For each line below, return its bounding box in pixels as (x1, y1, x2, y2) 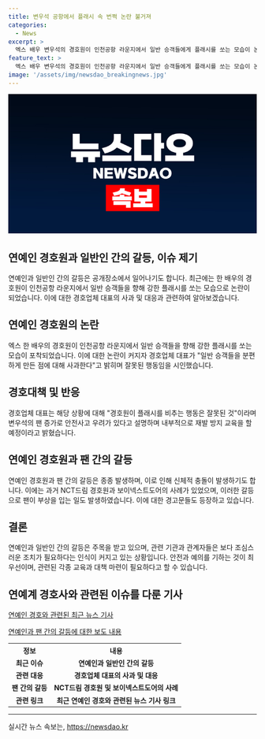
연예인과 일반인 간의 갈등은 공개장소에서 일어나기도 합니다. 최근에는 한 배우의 (8, 273, 244, 283)
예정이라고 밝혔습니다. (8, 428, 77, 437)
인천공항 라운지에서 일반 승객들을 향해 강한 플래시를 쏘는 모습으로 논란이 (28, 284, 251, 293)
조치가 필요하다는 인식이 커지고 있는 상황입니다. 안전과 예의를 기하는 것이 (22, 552, 246, 563)
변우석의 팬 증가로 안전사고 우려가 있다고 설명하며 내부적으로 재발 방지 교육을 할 (8, 418, 252, 427)
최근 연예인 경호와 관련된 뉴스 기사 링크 (56, 696, 176, 705)
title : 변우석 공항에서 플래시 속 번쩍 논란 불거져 (8, 13, 151, 20)
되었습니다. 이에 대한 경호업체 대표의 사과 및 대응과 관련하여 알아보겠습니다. (8, 293, 240, 303)
